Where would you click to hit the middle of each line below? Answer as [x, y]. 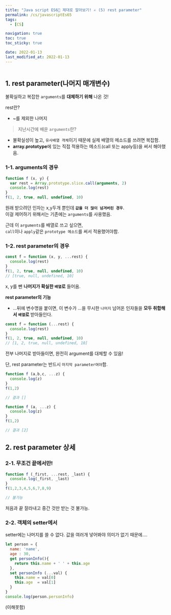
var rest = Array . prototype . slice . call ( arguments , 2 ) [68, 183]
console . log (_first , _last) [40, 479]
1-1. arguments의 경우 [32, 168]
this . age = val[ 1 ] [35, 583]
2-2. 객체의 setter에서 [31, 522]
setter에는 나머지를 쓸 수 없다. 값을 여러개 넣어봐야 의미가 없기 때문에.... [77, 535]
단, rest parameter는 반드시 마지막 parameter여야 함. [57, 365]
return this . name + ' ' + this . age [52, 563]
